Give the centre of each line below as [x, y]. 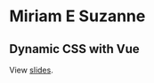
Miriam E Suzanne [77, 16]
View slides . [31, 70]
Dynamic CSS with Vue [74, 49]
